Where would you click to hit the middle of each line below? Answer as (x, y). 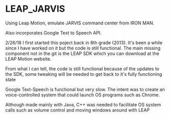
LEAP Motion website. (28, 58)
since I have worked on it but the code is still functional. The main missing (83, 48)
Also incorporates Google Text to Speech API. (54, 33)
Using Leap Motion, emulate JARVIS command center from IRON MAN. (80, 23)
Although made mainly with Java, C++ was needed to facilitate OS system (83, 104)
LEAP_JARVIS (35, 9)
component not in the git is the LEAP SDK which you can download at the (82, 53)
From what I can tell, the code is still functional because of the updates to (82, 69)
